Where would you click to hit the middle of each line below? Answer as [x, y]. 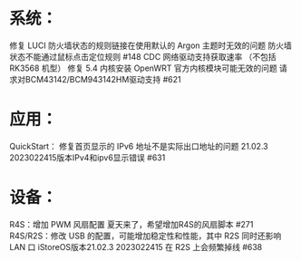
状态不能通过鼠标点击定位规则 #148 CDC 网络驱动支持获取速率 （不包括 [143, 56]
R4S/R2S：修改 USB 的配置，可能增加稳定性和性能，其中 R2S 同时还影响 [146, 236]
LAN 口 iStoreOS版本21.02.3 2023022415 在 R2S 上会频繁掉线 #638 [136, 246]
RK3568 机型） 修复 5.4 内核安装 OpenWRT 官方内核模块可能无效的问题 [144, 68]
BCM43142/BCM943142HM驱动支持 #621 [103, 79]
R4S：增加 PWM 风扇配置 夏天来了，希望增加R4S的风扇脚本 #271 [131, 224]
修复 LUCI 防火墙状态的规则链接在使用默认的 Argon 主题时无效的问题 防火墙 [150, 45]
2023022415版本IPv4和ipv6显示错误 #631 [87, 157]
